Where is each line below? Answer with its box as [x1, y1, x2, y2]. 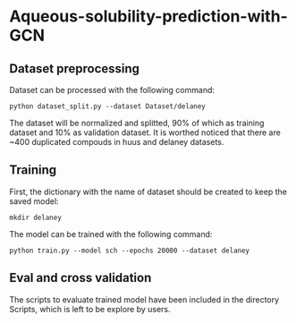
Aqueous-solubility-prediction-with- [9, 6, 288, 27]
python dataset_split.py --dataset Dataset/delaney [9, 102, 206, 111]
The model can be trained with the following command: [9, 228, 213, 239]
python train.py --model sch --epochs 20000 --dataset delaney [9, 246, 250, 255]
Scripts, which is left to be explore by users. [9, 303, 172, 314]
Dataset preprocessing [9, 61, 140, 76]
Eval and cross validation [9, 270, 152, 285]
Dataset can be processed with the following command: [9, 85, 216, 95]
